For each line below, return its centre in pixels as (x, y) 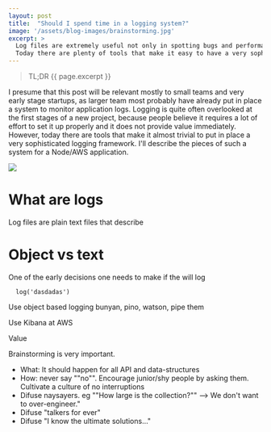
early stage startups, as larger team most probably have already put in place (135, 101)
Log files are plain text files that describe (76, 222)
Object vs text (56, 255)
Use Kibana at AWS (41, 322)
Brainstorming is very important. (62, 354)
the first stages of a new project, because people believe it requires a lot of (133, 117)
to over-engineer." (50, 404)
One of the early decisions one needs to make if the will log (107, 277)
